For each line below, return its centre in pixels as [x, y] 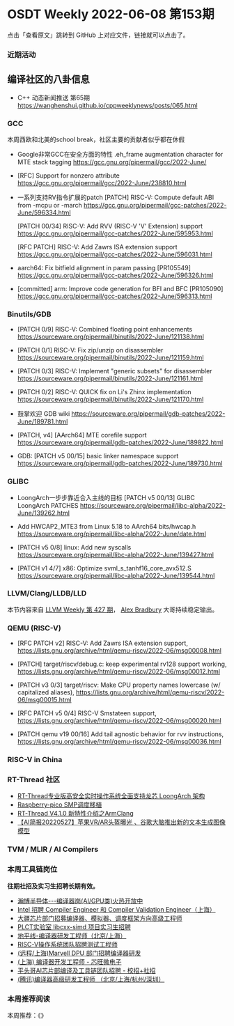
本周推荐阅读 [29, 999]
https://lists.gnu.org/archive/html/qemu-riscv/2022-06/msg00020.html [119, 721]
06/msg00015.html [44, 700]
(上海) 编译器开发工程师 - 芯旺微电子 [69, 961]
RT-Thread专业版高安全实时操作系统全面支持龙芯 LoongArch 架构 [111, 796]
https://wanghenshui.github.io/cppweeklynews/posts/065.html [107, 105]
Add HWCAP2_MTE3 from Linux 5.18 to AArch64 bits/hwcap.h [107, 526]
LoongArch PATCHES [48, 505]
